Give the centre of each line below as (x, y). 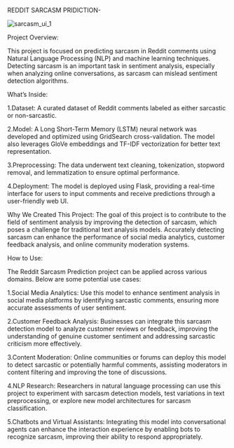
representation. (29, 151)
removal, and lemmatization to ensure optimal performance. (94, 172)
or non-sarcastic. (32, 116)
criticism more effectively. (44, 344)
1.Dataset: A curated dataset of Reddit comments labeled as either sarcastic (117, 108)
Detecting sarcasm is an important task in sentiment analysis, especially (111, 66)
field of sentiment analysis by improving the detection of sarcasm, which (112, 222)
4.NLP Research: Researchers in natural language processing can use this (114, 386)
